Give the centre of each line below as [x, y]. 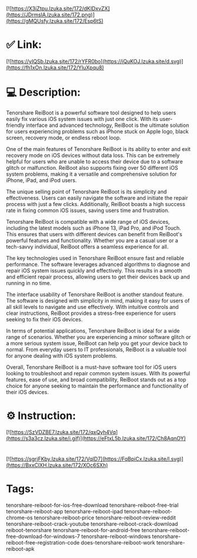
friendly [16, 125]
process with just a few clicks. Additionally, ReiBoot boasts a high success [96, 204]
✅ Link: [24, 45]
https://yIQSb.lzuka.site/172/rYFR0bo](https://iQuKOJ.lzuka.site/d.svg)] [97, 61]
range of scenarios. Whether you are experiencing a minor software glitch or [98, 337]
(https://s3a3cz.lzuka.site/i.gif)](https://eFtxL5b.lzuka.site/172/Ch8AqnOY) [96, 438]
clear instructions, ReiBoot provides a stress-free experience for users [91, 313]
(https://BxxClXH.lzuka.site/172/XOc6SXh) [57, 465]
